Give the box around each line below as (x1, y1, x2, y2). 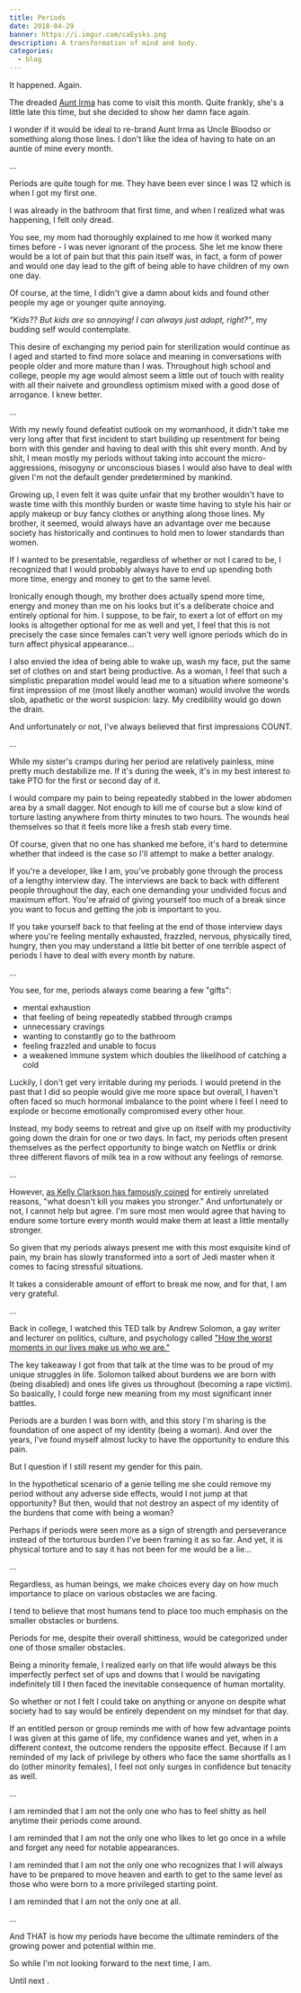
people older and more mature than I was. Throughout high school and (9, 360, 271, 371)
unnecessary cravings (22, 1021, 105, 1032)
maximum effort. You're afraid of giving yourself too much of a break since (9, 894, 286, 904)
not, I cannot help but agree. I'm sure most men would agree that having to (9, 1206, 286, 1216)
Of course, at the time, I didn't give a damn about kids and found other (9, 288, 270, 298)
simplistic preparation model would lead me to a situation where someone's (9, 675, 289, 686)
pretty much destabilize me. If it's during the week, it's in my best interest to (9, 766, 290, 776)
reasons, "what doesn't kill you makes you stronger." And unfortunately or (9, 1197, 283, 1206)
